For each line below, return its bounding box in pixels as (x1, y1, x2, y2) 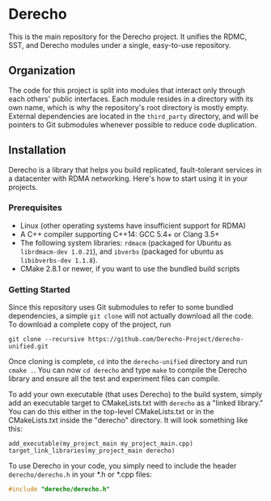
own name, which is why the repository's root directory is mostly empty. (8, 102, 249, 112)
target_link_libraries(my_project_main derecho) (8, 447, 176, 455)
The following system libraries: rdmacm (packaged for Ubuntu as (19, 238, 232, 247)
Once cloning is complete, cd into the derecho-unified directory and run (8, 357, 248, 366)
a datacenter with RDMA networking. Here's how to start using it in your (8, 173, 248, 183)
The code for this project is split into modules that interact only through (8, 85, 245, 95)
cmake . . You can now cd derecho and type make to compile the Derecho (8, 366, 248, 375)
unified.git (8, 342, 49, 351)
